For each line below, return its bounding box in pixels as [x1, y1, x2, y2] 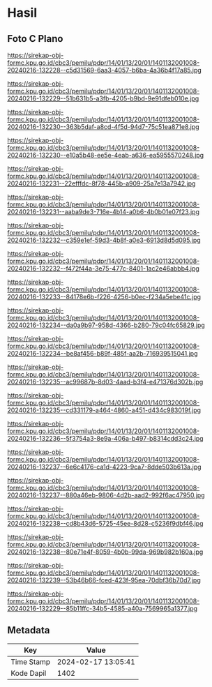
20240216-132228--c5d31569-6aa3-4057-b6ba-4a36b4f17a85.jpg [7, 66, 202, 74]
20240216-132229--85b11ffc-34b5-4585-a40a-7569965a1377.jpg [7, 605, 197, 612]
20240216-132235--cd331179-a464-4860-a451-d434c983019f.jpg [7, 406, 201, 414]
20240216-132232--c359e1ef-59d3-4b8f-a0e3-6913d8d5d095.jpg [7, 236, 201, 244]
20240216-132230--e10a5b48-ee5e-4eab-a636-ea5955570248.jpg [7, 151, 204, 159]
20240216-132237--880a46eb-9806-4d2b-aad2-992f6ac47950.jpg [7, 491, 205, 499]
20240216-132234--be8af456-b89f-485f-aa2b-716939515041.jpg [7, 349, 198, 357]
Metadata [7, 624, 50, 636]
